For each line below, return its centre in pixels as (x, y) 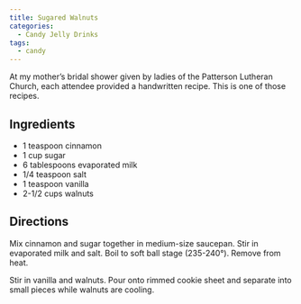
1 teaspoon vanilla (55, 183)
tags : (19, 43)
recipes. (24, 96)
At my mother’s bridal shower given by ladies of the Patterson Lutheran (141, 76)
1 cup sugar (44, 155)
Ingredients (42, 124)
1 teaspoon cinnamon (62, 146)
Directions (39, 222)
